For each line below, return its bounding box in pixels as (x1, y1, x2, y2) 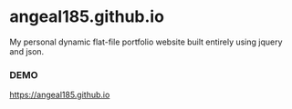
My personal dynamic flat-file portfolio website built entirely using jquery (9, 36, 283, 47)
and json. (9, 45, 45, 56)
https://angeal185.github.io (9, 89, 110, 101)
